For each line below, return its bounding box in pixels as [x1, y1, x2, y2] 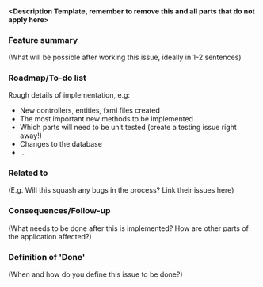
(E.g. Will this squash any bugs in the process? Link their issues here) [8, 186, 234, 195]
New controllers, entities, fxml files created [19, 105, 161, 115]
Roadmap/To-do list [8, 72, 87, 83]
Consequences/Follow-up [8, 205, 111, 216]
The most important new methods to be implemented [19, 114, 194, 124]
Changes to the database [19, 140, 103, 149]
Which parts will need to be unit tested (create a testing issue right [19, 123, 238, 132]
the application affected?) [8, 232, 93, 241]
